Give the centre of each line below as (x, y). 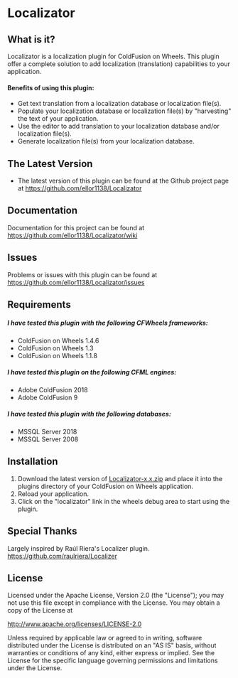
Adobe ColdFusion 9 (48, 397)
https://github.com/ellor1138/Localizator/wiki (72, 235)
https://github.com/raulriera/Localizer (62, 556)
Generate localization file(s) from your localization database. (106, 141)
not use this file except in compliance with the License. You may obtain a (114, 603)
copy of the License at (40, 610)
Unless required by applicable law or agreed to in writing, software (105, 638)
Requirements (39, 305)
